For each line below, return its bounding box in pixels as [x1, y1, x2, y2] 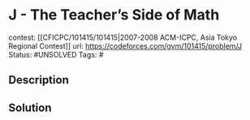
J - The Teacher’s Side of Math [8, 6, 220, 24]
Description [8, 73, 69, 87]
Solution [8, 101, 52, 114]
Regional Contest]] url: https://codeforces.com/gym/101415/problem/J [8, 41, 243, 50]
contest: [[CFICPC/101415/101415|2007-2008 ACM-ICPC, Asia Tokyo [8, 32, 238, 42]
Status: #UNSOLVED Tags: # [8, 49, 104, 59]
